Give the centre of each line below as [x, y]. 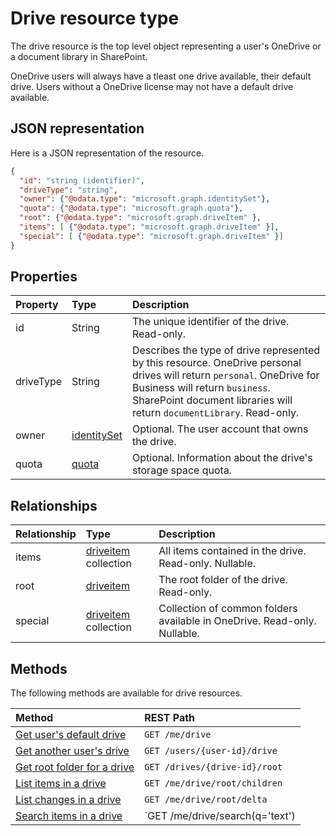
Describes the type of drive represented [226, 350]
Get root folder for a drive [75, 767]
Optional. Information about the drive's [222, 458]
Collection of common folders [228, 609]
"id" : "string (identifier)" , [82, 180]
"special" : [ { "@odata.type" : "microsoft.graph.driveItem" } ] [151, 236]
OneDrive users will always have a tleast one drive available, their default [161, 76]
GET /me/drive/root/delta [206, 800]
